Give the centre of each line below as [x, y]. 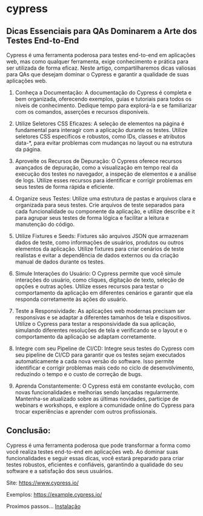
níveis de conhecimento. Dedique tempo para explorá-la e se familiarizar [106, 105]
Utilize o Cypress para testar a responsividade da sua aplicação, [95, 324]
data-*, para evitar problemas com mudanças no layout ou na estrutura [104, 143]
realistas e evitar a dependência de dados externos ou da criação [97, 255]
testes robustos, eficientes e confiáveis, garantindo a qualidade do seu [95, 465]
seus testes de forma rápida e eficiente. [65, 187]
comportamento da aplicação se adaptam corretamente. [85, 337]
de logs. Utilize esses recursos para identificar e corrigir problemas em [104, 180]
